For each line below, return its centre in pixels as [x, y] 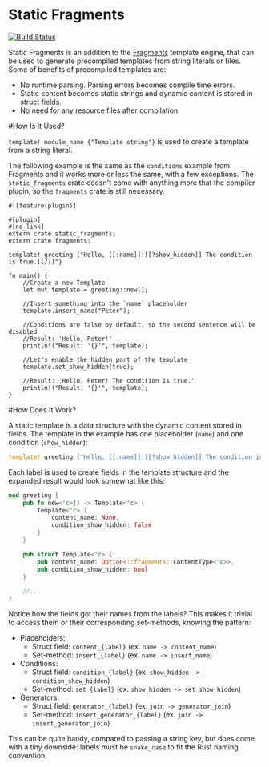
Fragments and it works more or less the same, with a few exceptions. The [131, 174]
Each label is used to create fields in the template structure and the [119, 472]
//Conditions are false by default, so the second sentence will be [139, 325]
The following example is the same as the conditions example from [119, 165]
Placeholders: [42, 638]
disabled [23, 331]
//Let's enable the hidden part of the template [105, 359]
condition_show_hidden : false [101, 525]
